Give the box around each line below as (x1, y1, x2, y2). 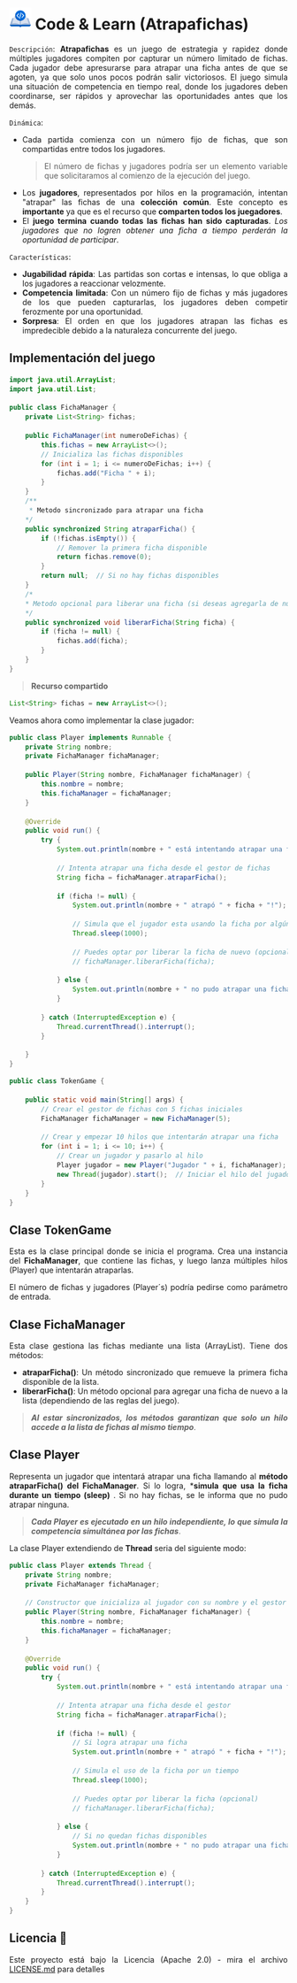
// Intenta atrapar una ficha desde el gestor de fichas (56, 864, 271, 872)
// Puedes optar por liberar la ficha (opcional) (72, 1795, 259, 1803)
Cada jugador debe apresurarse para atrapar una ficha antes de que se (9, 62, 288, 73)
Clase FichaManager (9, 1317, 126, 1332)
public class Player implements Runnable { (9, 733, 172, 742)
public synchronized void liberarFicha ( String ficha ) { (25, 618, 236, 626)
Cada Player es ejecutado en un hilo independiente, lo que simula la (30, 1516, 288, 1526)
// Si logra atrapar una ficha (72, 1738, 188, 1748)
